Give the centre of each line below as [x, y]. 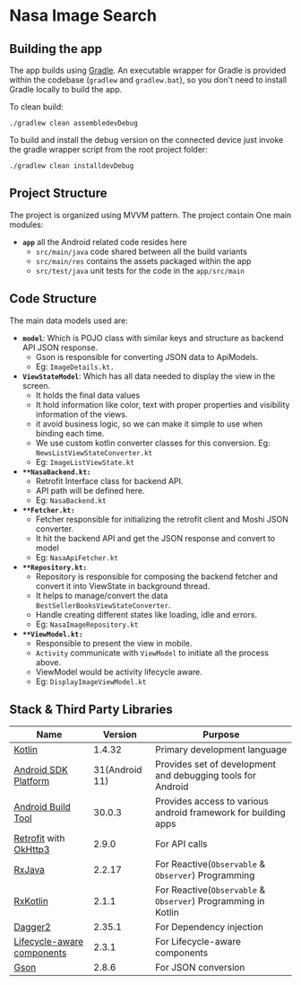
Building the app [56, 49]
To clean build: [37, 107]
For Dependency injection [210, 928]
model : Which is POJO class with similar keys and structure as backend [153, 338]
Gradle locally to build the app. [66, 89]
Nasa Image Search [83, 16]
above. [48, 662]
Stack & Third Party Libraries [91, 710]
